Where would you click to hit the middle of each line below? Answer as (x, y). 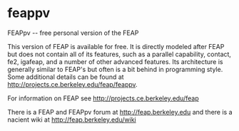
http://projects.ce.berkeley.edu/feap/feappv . (72, 84)
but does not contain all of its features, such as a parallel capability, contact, (119, 54)
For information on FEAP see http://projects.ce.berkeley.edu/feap (103, 98)
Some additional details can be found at (66, 77)
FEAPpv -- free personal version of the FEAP (73, 33)
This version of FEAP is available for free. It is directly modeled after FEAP (116, 46)
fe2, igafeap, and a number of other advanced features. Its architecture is (115, 61)
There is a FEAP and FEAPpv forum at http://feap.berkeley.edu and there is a (120, 112)
